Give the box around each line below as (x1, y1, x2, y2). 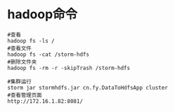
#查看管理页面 (7, 92, 42, 99)
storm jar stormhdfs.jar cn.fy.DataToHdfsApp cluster (7, 84, 169, 91)
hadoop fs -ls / (7, 37, 55, 44)
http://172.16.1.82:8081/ (7, 97, 83, 105)
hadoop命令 (7, 6, 78, 22)
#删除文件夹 (7, 58, 37, 65)
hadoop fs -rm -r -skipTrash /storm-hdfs (7, 64, 131, 71)
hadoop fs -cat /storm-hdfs (7, 50, 90, 58)
